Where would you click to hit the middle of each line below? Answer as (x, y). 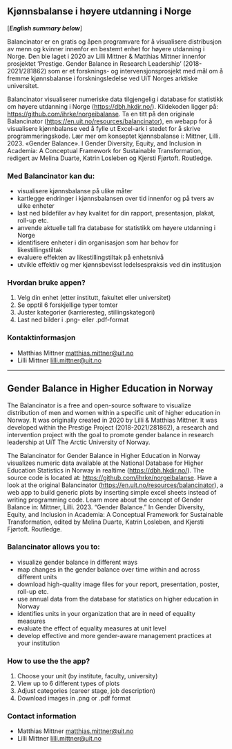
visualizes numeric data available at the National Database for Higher (105, 463)
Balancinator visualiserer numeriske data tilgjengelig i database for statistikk (115, 99)
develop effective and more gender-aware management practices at (114, 635)
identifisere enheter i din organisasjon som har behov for (98, 243)
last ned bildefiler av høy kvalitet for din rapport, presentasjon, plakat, (116, 213)
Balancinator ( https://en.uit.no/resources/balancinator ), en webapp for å (110, 121)
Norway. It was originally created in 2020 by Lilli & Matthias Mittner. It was (112, 420)
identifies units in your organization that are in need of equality (106, 613)
